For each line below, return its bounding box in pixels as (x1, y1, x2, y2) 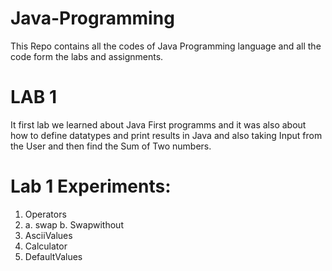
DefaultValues (24, 250, 83, 262)
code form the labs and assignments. (10, 50, 164, 62)
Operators (24, 208, 67, 220)
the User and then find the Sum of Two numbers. (10, 140, 212, 152)
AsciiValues (24, 229, 73, 241)
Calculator (24, 240, 68, 252)
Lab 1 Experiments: (10, 175, 172, 198)
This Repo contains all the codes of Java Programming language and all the (10, 40, 322, 52)
